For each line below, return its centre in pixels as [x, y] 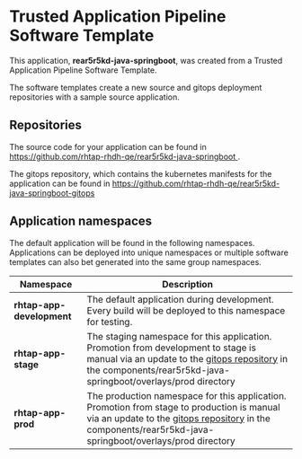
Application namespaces [81, 221]
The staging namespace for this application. [179, 336]
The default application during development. [180, 299]
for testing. [110, 322]
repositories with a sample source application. [94, 97]
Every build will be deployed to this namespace [186, 310]
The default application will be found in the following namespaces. [132, 243]
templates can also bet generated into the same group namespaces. [136, 261]
